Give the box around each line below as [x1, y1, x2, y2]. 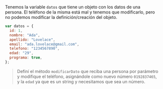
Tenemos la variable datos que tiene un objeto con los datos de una [5, 4, 141, 10]
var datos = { [5, 24, 34, 29]
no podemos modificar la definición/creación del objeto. [5, 15, 118, 20]
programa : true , [9, 55, 42, 60]
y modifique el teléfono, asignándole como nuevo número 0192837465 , [17, 74, 157, 79]
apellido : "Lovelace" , [9, 37, 55, 42]
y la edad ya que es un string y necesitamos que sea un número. [17, 78, 145, 84]
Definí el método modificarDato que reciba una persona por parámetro [17, 68, 159, 74]
